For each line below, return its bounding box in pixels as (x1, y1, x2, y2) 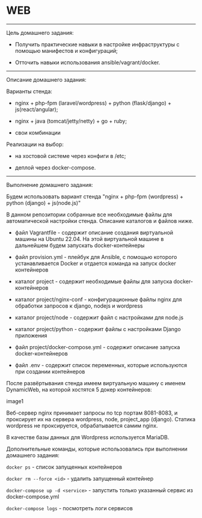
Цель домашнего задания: (6, 29, 74, 36)
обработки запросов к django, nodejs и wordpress (14, 302, 143, 309)
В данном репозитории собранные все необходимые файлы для (6, 211, 173, 218)
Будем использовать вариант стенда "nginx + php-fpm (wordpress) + (6, 193, 183, 200)
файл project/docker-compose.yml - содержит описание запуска (14, 343, 180, 350)
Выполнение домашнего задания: (6, 181, 93, 188)
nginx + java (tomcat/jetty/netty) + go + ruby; (14, 117, 127, 124)
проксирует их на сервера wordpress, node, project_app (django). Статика (6, 415, 196, 422)
